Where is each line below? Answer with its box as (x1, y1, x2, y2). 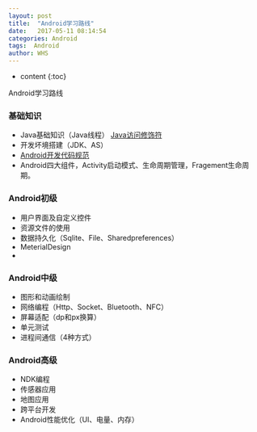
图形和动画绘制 (19, 291, 70, 301)
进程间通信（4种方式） (19, 332, 96, 342)
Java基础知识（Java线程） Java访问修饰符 (19, 130, 162, 140)
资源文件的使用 (19, 223, 70, 233)
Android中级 (8, 272, 58, 283)
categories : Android (8, 34, 78, 43)
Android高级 (8, 354, 58, 366)
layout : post (8, 11, 53, 20)
